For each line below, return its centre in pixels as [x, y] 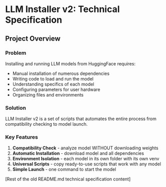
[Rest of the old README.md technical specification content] [68, 179]
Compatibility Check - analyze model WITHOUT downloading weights [86, 148]
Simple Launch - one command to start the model [64, 169]
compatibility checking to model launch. [46, 124]
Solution [16, 108]
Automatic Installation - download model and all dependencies [78, 153]
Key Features [22, 137]
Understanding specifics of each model [53, 84]
